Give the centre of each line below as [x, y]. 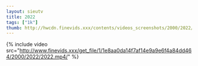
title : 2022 [21, 17]
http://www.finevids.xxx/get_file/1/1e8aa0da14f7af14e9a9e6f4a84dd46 [106, 51]
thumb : [14, 28]
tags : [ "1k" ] [22, 22]
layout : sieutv [25, 11]
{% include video [27, 44]
